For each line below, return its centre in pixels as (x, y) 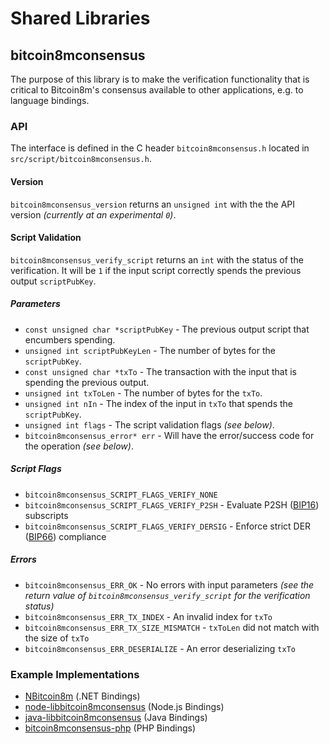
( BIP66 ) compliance (65, 536)
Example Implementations (75, 674)
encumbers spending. (70, 339)
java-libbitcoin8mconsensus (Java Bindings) (116, 717)
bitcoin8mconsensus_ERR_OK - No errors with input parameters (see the (169, 584)
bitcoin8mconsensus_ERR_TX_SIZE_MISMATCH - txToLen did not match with (172, 627)
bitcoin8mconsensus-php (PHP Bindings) (110, 728)
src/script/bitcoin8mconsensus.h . (81, 159)
